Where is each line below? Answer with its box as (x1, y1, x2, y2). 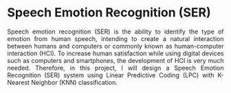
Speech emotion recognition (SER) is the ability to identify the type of (7, 27, 224, 36)
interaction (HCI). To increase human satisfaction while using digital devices (7, 49, 224, 57)
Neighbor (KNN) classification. (30, 78, 118, 86)
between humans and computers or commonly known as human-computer (7, 42, 224, 50)
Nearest (7, 78, 30, 86)
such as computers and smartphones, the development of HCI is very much (7, 56, 224, 64)
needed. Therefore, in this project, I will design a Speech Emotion (7, 64, 224, 72)
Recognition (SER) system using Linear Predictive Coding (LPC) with (7, 70, 214, 79)
